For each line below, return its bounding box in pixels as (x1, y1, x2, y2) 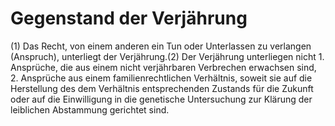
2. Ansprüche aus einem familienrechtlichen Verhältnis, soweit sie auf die (10, 72, 313, 84)
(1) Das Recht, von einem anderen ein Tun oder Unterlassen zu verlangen (10, 40, 312, 52)
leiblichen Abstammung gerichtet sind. (10, 103, 170, 116)
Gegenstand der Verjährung (10, 7, 248, 30)
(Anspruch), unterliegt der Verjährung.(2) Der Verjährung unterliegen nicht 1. (10, 50, 325, 62)
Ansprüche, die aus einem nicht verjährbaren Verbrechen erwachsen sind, (10, 61, 317, 73)
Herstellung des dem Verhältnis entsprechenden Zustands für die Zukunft (10, 82, 314, 94)
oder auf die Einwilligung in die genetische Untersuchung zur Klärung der (10, 93, 313, 105)
